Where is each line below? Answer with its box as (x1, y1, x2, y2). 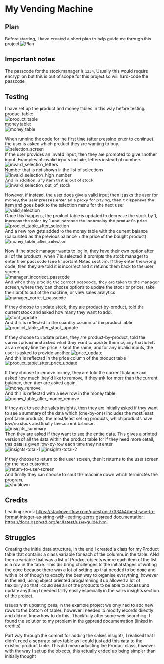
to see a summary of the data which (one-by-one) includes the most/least (5, 410, 154, 416)
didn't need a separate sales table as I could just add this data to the (5, 638, 143, 644)
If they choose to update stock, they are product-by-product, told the (5, 304, 144, 310)
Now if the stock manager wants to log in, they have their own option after (5, 248, 154, 254)
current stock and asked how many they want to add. (5, 309, 112, 315)
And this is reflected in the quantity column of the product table (5, 320, 133, 325)
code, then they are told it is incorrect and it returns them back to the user (5, 263, 154, 269)
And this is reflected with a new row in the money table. (5, 390, 117, 396)
